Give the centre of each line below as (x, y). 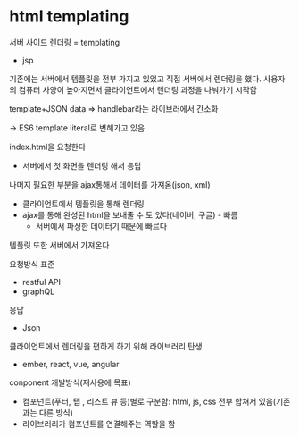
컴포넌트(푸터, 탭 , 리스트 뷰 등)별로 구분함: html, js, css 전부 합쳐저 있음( (149, 401)
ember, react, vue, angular (71, 364)
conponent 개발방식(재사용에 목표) (70, 382)
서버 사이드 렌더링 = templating (65, 42)
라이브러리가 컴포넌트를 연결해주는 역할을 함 (99, 424)
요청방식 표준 (32, 264)
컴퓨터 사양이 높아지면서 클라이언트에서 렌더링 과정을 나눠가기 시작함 (137, 89)
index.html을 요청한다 (48, 147)
